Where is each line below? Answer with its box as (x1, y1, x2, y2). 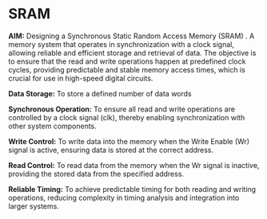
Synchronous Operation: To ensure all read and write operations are (8, 104, 236, 114)
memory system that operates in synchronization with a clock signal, (8, 39, 234, 49)
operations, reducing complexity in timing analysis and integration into (8, 193, 240, 202)
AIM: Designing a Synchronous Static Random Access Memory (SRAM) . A (8, 31, 255, 41)
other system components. (8, 121, 98, 131)
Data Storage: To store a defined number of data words (8, 88, 192, 98)
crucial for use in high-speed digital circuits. (8, 73, 153, 83)
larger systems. (8, 201, 60, 211)
